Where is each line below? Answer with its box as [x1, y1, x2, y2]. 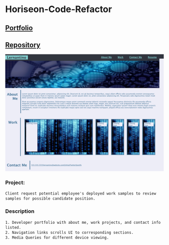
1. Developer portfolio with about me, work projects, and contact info [5, 220, 161, 225]
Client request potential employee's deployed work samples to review [5, 191, 156, 196]
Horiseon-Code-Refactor [5, 4, 112, 15]
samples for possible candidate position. [5, 196, 96, 201]
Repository [5, 40, 41, 49]
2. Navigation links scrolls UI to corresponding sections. [5, 230, 134, 235]
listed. [5, 225, 22, 230]
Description [5, 208, 35, 215]
